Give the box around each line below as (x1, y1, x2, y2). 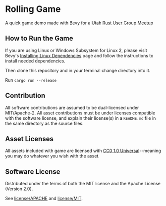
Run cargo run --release (5, 77, 57, 83)
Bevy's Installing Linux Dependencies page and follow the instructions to (5, 52, 154, 58)
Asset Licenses (5, 135, 54, 143)
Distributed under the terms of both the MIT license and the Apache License (5, 181, 161, 187)
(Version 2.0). (5, 186, 33, 192)
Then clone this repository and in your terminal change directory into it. (5, 67, 151, 73)
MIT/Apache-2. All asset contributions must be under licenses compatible (5, 110, 156, 116)
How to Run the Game (5, 34, 73, 43)
